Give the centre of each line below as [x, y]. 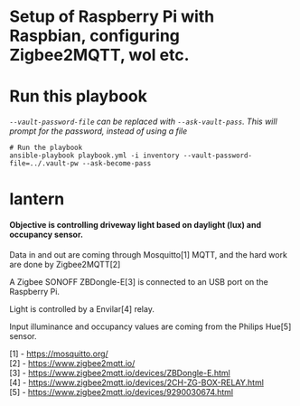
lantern [37, 199]
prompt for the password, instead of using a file [98, 131]
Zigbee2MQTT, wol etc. [99, 55]
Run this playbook [78, 96]
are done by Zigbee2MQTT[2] [65, 264]
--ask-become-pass [117, 164]
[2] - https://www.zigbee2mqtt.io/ [72, 363]
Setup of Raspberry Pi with [112, 17]
